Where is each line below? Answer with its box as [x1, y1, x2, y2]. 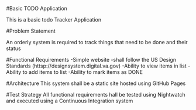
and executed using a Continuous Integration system [6, 97, 133, 104]
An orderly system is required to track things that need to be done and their [6, 39, 188, 45]
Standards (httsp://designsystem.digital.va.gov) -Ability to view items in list [6, 62, 187, 69]
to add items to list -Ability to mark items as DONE [22, 69, 143, 75]
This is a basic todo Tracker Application [6, 16, 101, 23]
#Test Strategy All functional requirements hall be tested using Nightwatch [6, 91, 185, 98]
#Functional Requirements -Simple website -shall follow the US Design [6, 56, 177, 63]
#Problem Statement [6, 27, 56, 34]
